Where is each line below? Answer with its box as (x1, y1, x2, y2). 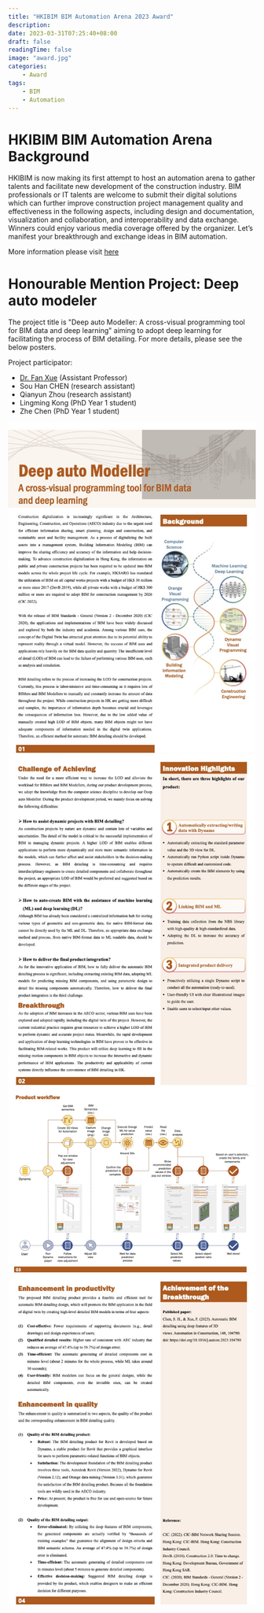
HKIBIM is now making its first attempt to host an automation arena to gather (8, 173, 255, 183)
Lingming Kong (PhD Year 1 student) (19, 398, 137, 408)
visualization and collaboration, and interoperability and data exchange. (8, 215, 240, 224)
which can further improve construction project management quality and (8, 198, 244, 208)
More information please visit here (8, 247, 119, 257)
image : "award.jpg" (8, 54, 72, 62)
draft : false (8, 38, 51, 46)
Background (8, 147, 90, 165)
